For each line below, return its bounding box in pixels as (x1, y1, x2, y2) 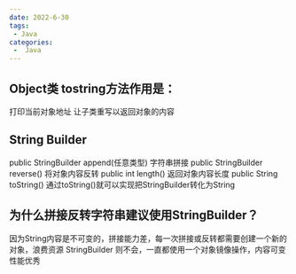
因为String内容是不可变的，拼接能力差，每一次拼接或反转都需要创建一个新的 (9, 232, 288, 244)
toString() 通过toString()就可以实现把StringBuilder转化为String (9, 179, 236, 190)
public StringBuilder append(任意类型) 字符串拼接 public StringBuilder (9, 157, 263, 168)
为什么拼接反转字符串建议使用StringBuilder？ (9, 207, 259, 223)
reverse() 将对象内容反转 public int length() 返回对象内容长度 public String (9, 168, 278, 178)
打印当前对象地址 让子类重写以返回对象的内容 (9, 106, 175, 116)
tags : (9, 21, 29, 30)
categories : (9, 37, 53, 47)
